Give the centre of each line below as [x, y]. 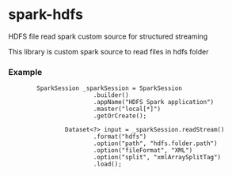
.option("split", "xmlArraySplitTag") [157, 158]
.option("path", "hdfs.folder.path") [155, 143]
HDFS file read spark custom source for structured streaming [108, 36]
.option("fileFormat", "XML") [143, 151]
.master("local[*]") [127, 109]
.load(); [108, 164]
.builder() [111, 95]
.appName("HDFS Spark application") [154, 102]
